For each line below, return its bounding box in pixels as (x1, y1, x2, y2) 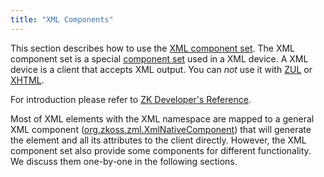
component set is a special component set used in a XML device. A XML (10, 52, 309, 65)
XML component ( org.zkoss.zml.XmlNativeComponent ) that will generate (10, 123, 312, 135)
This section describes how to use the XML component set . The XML (10, 42, 295, 54)
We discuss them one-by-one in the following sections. (10, 155, 238, 167)
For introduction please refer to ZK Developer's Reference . (10, 93, 252, 105)
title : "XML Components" (10, 14, 114, 25)
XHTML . (10, 74, 45, 86)
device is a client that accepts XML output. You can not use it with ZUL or (10, 63, 313, 75)
